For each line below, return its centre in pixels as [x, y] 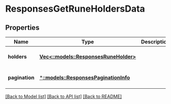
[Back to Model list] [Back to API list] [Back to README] [64, 96]
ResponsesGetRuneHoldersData [75, 9]
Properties [22, 28]
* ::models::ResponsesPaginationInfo [85, 78]
